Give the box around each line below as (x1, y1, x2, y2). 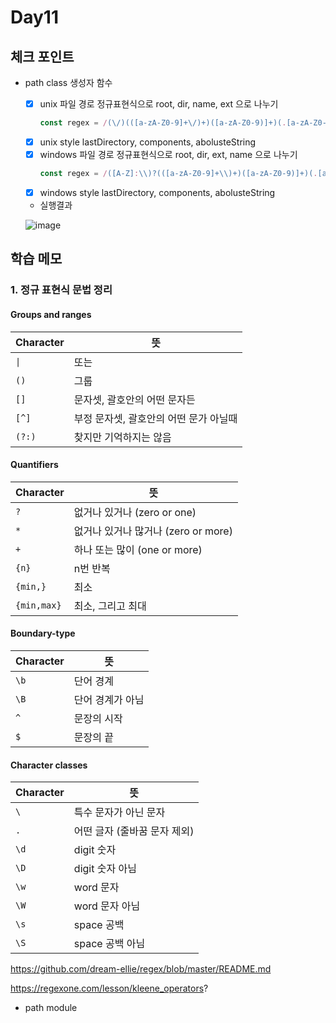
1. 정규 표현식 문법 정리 (10, 283, 113, 297)
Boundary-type (10, 627, 76, 640)
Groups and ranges (10, 308, 92, 320)
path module (24, 1002, 78, 1014)
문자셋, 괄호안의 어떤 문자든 (73, 392, 196, 406)
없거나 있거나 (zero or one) (73, 505, 197, 519)
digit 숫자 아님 (73, 862, 137, 876)
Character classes (10, 759, 88, 771)
